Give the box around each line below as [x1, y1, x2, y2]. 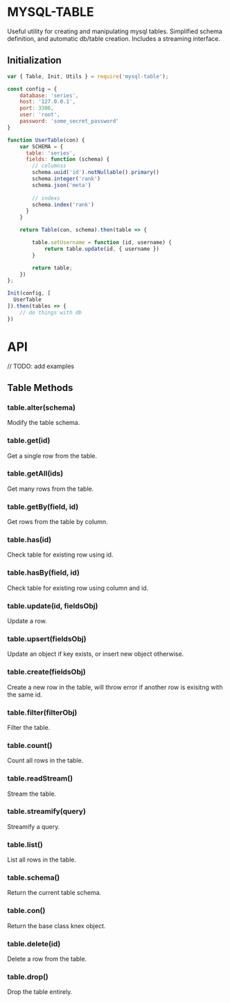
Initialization [7, 55, 62, 67]
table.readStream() [7, 774, 73, 783]
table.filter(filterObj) [7, 708, 78, 717]
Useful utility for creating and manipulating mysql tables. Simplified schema [7, 27, 223, 35]
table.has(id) [7, 535, 52, 545]
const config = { [7, 85, 57, 92]
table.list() [7, 839, 43, 849]
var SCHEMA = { [19, 143, 64, 150]
